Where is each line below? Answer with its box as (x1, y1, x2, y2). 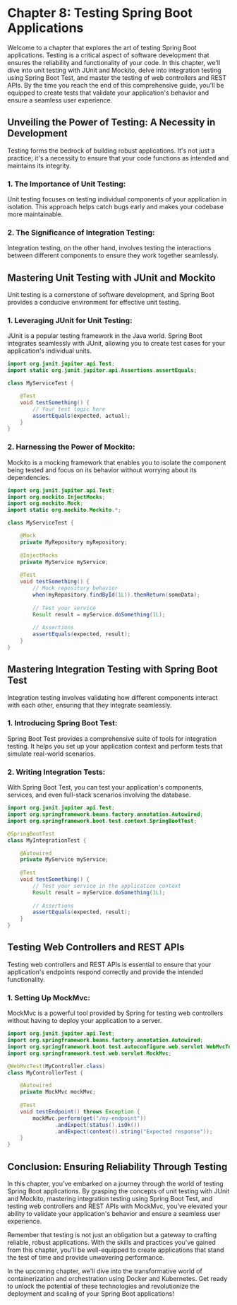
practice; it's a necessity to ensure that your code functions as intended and (7, 153, 229, 162)
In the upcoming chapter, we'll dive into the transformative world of (7, 1267, 202, 1275)
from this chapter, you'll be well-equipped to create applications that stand (7, 1246, 224, 1254)
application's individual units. (7, 346, 92, 355)
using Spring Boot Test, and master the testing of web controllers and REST (7, 73, 227, 82)
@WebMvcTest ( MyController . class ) (7, 1063, 106, 1070)
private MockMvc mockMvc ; (20, 1089, 97, 1096)
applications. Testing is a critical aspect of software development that (7, 51, 209, 59)
